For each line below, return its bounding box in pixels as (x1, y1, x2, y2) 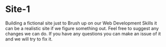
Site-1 (5, 3, 30, 15)
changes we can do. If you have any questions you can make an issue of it (5, 30, 161, 36)
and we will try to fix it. (5, 36, 53, 42)
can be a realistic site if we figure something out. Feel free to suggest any (5, 25, 159, 31)
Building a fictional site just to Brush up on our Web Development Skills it (5, 20, 157, 26)
